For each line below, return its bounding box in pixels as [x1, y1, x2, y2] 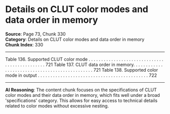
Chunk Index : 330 [5, 41, 44, 47]
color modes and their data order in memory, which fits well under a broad [5, 92, 160, 98]
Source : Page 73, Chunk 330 [5, 31, 66, 37]
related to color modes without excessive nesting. [5, 102, 109, 109]
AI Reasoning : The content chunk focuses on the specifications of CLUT [5, 87, 157, 93]
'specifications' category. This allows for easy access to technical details [5, 97, 158, 103]
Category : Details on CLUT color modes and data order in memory [5, 36, 145, 42]
